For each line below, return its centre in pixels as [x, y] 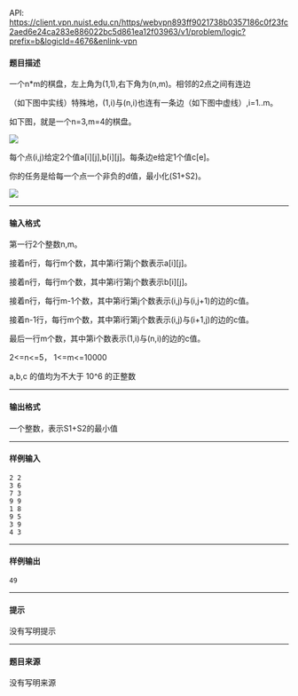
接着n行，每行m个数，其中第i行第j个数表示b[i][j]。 [101, 282]
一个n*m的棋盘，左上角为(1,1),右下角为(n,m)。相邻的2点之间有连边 [130, 84]
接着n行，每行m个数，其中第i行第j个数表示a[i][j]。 [101, 263]
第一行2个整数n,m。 [46, 244]
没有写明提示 [32, 631]
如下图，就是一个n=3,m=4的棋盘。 [73, 122]
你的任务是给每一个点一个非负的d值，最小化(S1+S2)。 [108, 176]
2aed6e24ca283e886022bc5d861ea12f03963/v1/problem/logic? [128, 32]
